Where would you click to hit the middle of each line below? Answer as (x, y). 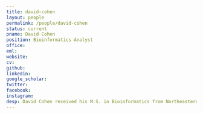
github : (16, 68)
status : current (27, 29)
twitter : (17, 85)
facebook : (19, 90)
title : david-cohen (31, 12)
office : (16, 46)
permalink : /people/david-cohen (47, 23)
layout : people (25, 17)
